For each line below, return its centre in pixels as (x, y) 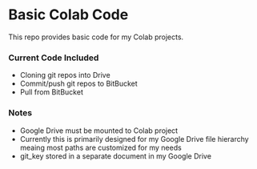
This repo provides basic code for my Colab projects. (96, 37)
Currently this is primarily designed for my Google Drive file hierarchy (135, 139)
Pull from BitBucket (52, 92)
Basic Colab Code (68, 15)
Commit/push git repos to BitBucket (78, 84)
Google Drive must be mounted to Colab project (99, 131)
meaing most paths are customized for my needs (100, 147)
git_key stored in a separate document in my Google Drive (116, 156)
